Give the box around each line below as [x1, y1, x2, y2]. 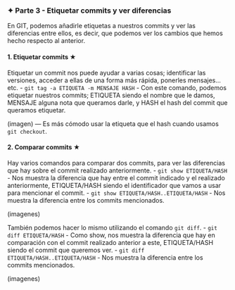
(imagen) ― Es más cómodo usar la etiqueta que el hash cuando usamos [7, 119, 220, 128]
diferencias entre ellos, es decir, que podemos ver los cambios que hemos [7, 29, 223, 37]
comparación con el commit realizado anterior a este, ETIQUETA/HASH [7, 238, 213, 246]
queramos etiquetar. [7, 106, 66, 114]
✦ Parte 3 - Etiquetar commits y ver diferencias [7, 6, 172, 15]
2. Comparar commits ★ [7, 143, 80, 151]
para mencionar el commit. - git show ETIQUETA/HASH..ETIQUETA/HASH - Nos [7, 189, 226, 197]
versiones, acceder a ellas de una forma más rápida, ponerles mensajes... [7, 76, 222, 84]
